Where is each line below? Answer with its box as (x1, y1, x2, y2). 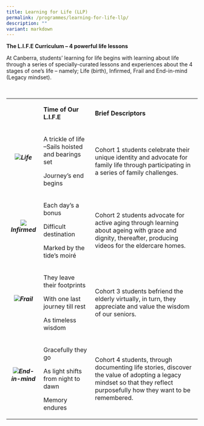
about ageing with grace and (95, 226, 177, 235)
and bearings (43, 150, 81, 159)
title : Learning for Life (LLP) (6, 9, 88, 15)
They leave (43, 273, 75, 282)
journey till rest (43, 302, 86, 311)
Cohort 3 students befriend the (95, 287, 183, 296)
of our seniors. (95, 310, 137, 318)
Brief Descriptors (95, 109, 146, 117)
